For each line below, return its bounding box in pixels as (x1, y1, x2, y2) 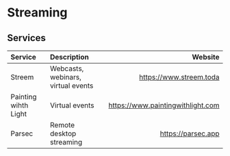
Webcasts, (50, 64, 84, 73)
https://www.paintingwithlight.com (108, 101, 220, 110)
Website (192, 53, 220, 62)
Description (50, 53, 89, 62)
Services (7, 32, 47, 44)
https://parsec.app (159, 129, 220, 138)
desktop (50, 129, 77, 138)
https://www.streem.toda (139, 73, 220, 81)
